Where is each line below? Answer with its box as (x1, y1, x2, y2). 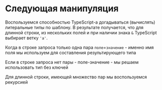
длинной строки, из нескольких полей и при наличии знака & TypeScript (5, 30, 157, 35)
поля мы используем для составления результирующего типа (5, 50, 136, 56)
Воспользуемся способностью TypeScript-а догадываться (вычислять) (5, 19, 156, 25)
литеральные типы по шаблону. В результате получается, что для (5, 24, 144, 30)
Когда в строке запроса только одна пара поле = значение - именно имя (5, 44, 154, 50)
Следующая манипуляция (5, 3, 119, 14)
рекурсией (5, 79, 28, 85)
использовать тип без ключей (5, 64, 68, 70)
